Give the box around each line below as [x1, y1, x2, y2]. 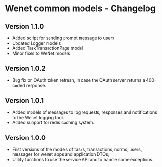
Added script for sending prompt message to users [12, 35, 114, 41]
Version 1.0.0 [5, 134, 46, 142]
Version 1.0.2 [5, 64, 46, 73]
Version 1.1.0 [5, 22, 44, 30]
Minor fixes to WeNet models [12, 50, 70, 56]
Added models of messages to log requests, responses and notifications [12, 109, 158, 115]
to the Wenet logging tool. [12, 114, 64, 120]
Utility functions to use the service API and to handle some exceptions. [12, 157, 154, 163]
